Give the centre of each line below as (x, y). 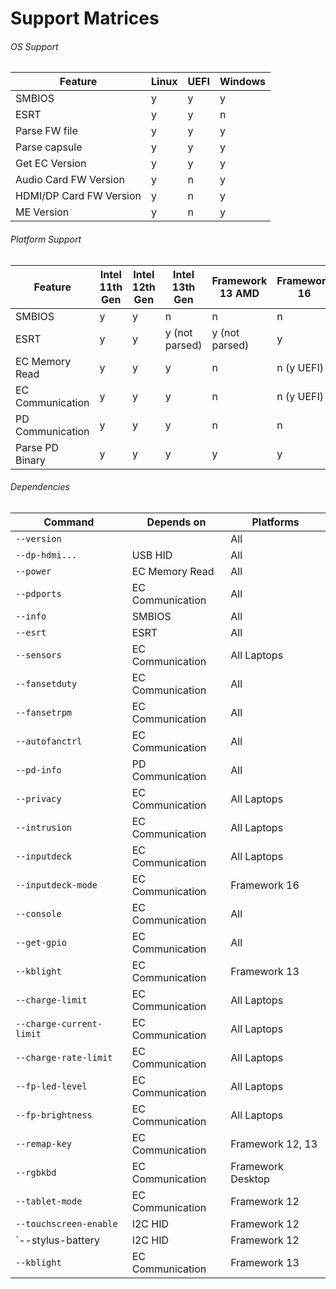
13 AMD (239, 293)
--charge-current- (59, 1023)
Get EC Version (51, 164)
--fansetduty (46, 683)
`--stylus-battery (57, 1240)
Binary (31, 460)
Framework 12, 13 (274, 1144)
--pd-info (38, 770)
